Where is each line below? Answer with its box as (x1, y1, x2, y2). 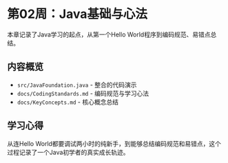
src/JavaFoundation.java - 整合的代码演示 (17, 80, 137, 89)
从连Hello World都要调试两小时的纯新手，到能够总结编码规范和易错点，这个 (7, 139, 222, 148)
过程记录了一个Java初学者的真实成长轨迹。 (7, 148, 129, 156)
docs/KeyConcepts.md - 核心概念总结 (17, 98, 119, 106)
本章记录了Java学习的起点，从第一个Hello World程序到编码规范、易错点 (7, 30, 211, 39)
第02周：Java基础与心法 (7, 6, 148, 22)
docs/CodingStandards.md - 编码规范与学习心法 (17, 89, 149, 97)
